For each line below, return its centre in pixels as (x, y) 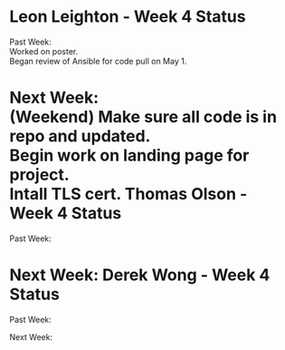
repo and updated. (80, 136)
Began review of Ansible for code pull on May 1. (98, 61)
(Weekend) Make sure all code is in (143, 117)
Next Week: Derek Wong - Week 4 (140, 275)
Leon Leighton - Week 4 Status (128, 17)
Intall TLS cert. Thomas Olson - (128, 194)
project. (39, 175)
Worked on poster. (44, 51)
